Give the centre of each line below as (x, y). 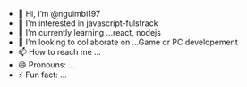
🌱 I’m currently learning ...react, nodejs (89, 32)
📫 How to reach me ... (59, 52)
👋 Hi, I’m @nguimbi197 (59, 14)
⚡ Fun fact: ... (42, 75)
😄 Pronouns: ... (47, 65)
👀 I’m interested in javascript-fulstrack (88, 23)
